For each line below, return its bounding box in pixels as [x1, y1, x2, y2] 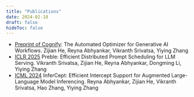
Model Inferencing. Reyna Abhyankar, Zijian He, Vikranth [40, 78, 177, 85]
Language [14, 78, 39, 85]
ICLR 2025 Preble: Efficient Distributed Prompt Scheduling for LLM [14, 53, 176, 60]
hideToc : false [6, 25, 43, 31]
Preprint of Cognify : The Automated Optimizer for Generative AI [14, 41, 169, 48]
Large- [171, 72, 188, 79]
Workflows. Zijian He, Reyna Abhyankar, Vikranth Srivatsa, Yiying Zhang [14, 47, 189, 54]
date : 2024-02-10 [6, 14, 49, 20]
